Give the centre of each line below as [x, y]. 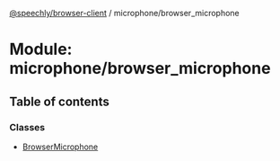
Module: [41, 49]
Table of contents [59, 101]
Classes [27, 127]
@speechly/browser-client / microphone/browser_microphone [124, 13]
